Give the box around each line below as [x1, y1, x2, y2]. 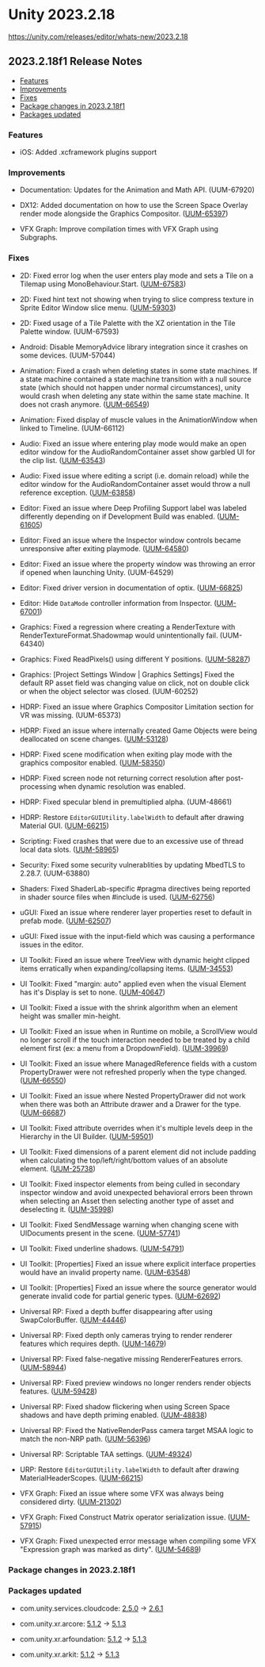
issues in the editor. [19, 940, 84, 949]
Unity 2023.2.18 [8, 6, 115, 24]
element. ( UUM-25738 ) [19, 1163, 97, 1173]
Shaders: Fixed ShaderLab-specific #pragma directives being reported [19, 883, 251, 893]
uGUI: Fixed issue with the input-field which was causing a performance [19, 931, 256, 941]
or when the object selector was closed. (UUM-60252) [19, 686, 199, 696]
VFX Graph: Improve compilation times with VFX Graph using [19, 224, 219, 234]
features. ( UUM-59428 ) [19, 1386, 97, 1396]
